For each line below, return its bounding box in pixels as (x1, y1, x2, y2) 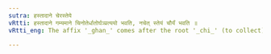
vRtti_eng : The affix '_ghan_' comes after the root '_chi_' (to (8, 26, 232, 34)
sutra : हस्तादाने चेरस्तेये (8, 11, 73, 20)
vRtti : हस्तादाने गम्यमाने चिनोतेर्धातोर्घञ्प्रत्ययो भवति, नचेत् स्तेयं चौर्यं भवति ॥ (8, 19, 198, 27)
